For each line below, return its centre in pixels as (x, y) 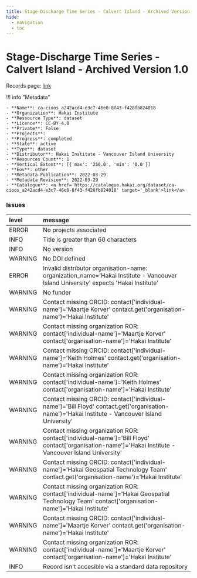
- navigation (27, 22)
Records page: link (29, 86)
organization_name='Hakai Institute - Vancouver (110, 276)
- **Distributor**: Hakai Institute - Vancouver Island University (90, 154)
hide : (13, 17)
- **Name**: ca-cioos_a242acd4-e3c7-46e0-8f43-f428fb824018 (81, 108)
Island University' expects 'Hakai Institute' (101, 283)
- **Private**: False (33, 129)
